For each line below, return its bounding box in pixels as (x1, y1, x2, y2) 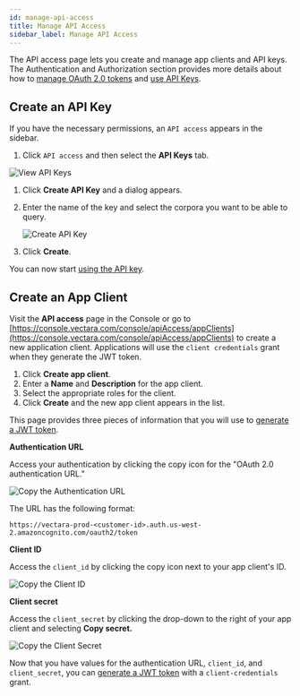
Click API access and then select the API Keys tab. (21, 150, 210, 161)
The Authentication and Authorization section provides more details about (9, 64, 282, 74)
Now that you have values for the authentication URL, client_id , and (9, 657, 262, 668)
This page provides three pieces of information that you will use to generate (9, 415, 289, 425)
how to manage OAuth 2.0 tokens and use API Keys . (9, 73, 201, 84)
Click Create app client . (21, 369, 111, 379)
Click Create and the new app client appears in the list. (21, 398, 226, 408)
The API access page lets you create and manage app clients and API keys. (9, 55, 287, 65)
